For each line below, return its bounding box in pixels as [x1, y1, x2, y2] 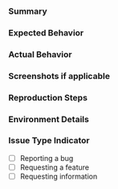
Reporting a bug [19, 153, 74, 162]
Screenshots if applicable [8, 70, 111, 81]
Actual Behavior [8, 48, 72, 60]
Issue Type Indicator [8, 135, 90, 146]
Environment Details [8, 113, 90, 125]
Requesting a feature [19, 162, 90, 172]
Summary [8, 6, 48, 17]
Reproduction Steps [8, 92, 88, 103]
